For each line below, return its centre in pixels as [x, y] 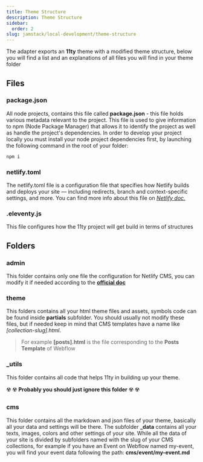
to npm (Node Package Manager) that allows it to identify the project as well [101, 126]
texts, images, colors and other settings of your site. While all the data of [97, 433]
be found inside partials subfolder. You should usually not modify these [95, 318]
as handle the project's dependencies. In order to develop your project [94, 133]
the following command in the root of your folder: [67, 145]
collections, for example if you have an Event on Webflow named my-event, [100, 446]
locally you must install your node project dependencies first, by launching [99, 139]
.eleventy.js [24, 214]
